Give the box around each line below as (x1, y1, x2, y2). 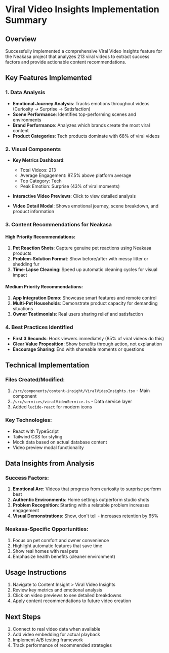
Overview (5, 35, 37, 43)
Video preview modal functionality (12, 444, 85, 451)
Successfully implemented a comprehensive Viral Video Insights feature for (5, 48, 162, 54)
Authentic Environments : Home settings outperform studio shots (12, 497, 150, 503)
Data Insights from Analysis (5, 459, 95, 467)
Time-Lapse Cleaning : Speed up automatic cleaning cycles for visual (12, 266, 158, 273)
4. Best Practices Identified (5, 324, 73, 331)
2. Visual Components (5, 145, 61, 153)
